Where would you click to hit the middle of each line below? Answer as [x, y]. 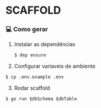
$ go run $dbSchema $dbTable [41, 99]
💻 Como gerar [27, 29]
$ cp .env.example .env [35, 77]
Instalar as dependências [45, 45]
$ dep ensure [30, 55]
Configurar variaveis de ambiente [55, 66]
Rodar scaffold [32, 88]
